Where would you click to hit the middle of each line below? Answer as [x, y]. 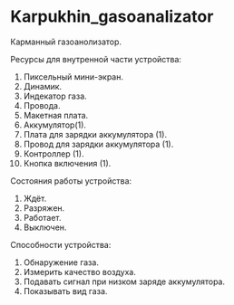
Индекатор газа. [55, 96]
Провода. [42, 105]
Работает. [42, 217]
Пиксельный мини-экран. [73, 76]
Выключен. [45, 227]
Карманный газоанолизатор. [66, 42]
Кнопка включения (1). [67, 163]
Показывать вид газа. [65, 291]
